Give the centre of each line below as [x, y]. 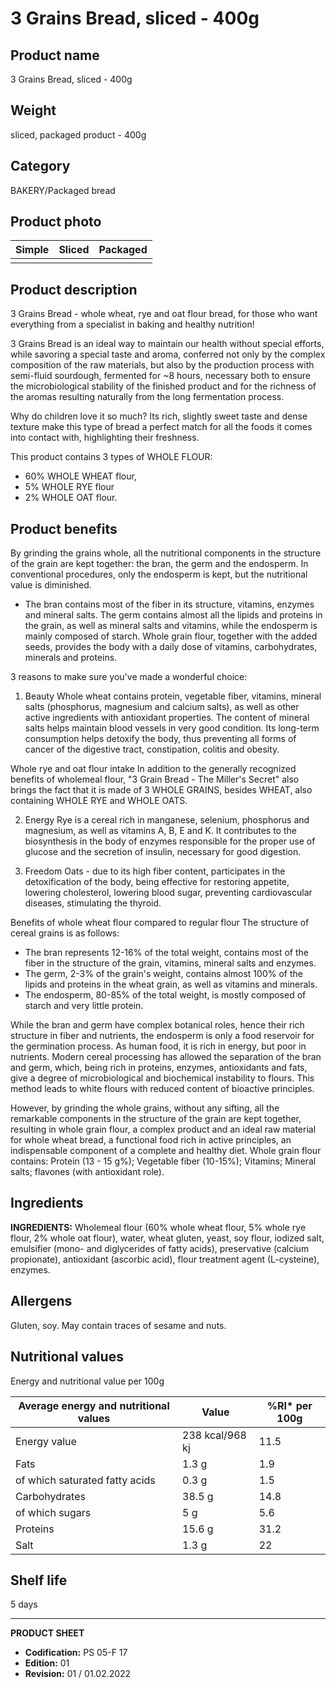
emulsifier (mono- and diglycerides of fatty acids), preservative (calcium [160, 1248]
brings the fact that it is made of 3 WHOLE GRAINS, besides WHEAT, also [161, 790]
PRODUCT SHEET [47, 1633]
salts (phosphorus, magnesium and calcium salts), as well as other [162, 707]
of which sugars [53, 1512]
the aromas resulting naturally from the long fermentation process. [147, 397]
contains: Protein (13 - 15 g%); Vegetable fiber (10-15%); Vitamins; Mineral [163, 1161]
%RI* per [289, 1405]
